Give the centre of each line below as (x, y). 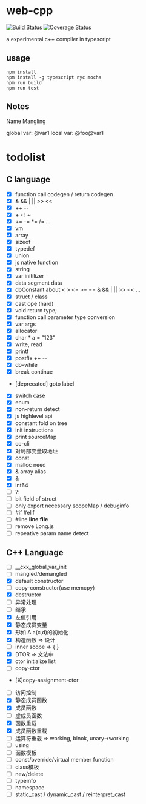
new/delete (29, 774)
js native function (37, 262)
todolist (26, 157)
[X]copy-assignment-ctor (47, 680)
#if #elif (25, 513)
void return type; (36, 310)
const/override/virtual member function (64, 759)
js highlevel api (34, 416)
